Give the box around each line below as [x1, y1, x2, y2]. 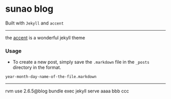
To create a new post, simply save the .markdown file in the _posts [12, 59, 150, 65]
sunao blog [5, 3, 53, 15]
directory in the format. [12, 64, 62, 70]
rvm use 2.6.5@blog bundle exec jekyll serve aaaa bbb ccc [5, 88, 129, 94]
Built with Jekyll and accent [5, 20, 64, 26]
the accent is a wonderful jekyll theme [5, 34, 85, 41]
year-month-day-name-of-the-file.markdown [5, 75, 97, 80]
